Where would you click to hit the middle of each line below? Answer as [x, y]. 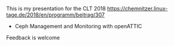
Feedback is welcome [33, 37]
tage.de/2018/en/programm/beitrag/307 [56, 15]
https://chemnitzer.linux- [138, 9]
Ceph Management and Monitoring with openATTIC [78, 26]
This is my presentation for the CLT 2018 [56, 9]
